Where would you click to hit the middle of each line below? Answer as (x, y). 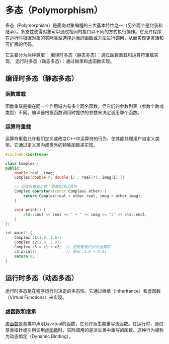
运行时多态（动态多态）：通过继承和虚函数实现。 (65, 61)
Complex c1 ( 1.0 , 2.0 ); (38, 238)
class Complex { (22, 163)
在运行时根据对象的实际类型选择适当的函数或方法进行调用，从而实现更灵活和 (84, 38)
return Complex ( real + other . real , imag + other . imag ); (83, 196)
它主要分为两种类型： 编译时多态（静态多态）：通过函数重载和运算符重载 (80, 55)
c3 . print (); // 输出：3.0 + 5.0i (61, 252)
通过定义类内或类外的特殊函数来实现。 (58, 145)
